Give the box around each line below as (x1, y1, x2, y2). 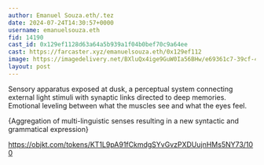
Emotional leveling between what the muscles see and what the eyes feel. (8, 101, 247, 110)
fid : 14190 (8, 33, 44, 42)
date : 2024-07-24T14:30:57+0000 (8, 19, 114, 27)
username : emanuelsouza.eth (8, 26, 101, 34)
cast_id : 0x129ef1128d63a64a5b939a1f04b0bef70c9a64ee (8, 41, 189, 49)
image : (8, 56, 30, 64)
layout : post (8, 63, 51, 71)
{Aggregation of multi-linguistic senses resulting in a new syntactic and (8, 115, 240, 126)
